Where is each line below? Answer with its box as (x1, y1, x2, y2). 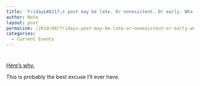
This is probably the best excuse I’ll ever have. (6, 74, 120, 81)
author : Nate (6, 14, 39, 20)
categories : (6, 31, 36, 37)
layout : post (6, 20, 39, 26)
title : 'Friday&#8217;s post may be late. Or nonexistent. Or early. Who (6, 8, 193, 15)
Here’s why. (6, 62, 35, 69)
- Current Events (11, 36, 55, 42)
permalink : (6, 25, 33, 31)
